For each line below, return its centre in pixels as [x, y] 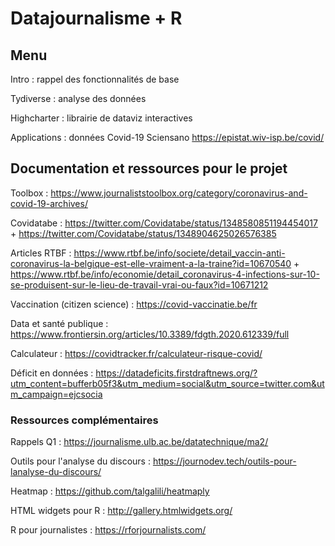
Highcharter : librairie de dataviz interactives [101, 118]
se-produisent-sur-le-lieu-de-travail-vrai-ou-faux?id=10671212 [139, 284]
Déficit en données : [52, 373]
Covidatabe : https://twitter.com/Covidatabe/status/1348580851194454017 [164, 223]
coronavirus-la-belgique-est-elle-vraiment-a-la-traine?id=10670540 [151, 263]
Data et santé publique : [59, 323]
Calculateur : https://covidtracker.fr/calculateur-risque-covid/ [136, 353]
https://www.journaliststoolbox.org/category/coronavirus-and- [179, 193]
